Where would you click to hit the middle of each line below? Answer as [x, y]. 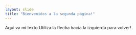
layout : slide [20, 9]
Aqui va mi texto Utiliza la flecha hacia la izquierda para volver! [68, 27]
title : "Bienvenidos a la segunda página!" [50, 14]
